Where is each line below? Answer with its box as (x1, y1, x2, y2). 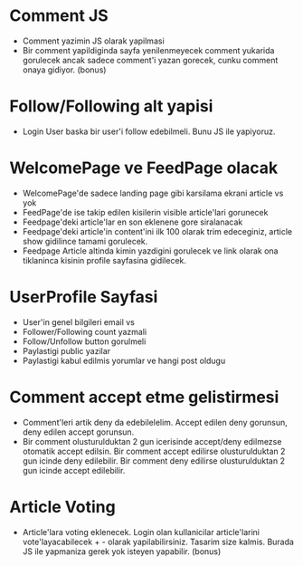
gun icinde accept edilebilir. (22, 465, 126, 475)
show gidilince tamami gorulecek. (22, 235, 148, 246)
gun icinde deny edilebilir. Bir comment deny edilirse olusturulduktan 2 (22, 455, 285, 466)
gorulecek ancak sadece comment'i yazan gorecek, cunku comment (22, 54, 279, 65)
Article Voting (9, 496, 116, 517)
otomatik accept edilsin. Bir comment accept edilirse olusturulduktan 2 (22, 446, 286, 456)
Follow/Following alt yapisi (9, 96, 213, 117)
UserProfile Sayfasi (9, 287, 158, 307)
